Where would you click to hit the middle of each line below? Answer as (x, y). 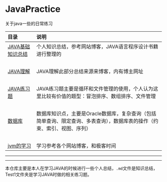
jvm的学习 (19, 146)
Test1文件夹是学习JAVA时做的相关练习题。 (48, 174)
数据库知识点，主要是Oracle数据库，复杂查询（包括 (96, 114)
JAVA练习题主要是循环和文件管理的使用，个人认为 (95, 89)
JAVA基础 (19, 47)
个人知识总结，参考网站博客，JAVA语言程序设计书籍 (97, 47)
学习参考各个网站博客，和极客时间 (76, 146)
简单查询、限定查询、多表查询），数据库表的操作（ (95, 121)
